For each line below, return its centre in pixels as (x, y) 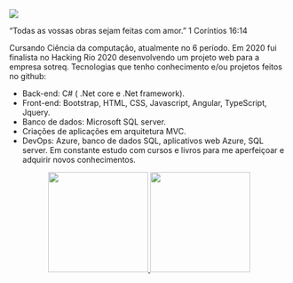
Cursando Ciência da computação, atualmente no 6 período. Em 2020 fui (143, 48)
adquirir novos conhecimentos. (79, 160)
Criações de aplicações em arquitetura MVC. (104, 131)
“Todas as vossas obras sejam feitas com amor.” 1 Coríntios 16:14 (129, 31)
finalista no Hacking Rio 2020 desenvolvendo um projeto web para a (135, 57)
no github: (28, 76)
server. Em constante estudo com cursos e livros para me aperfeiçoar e (153, 150)
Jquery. (36, 112)
